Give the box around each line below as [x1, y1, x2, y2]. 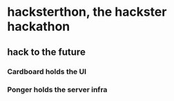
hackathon [7, 19, 70, 34]
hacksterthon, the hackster [7, 4, 167, 20]
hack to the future [7, 46, 86, 58]
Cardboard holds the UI [7, 67, 87, 76]
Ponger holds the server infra [7, 85, 108, 95]
